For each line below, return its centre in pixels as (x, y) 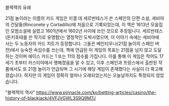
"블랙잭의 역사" (20, 92)
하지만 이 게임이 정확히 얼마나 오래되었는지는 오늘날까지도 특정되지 (89, 75)
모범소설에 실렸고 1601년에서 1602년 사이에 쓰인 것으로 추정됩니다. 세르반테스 (87, 31)
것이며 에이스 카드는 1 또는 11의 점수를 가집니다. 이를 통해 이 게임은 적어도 (86, 56)
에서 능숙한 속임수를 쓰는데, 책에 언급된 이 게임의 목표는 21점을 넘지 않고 (81, 50)
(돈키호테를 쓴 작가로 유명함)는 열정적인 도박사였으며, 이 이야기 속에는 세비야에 (82, 37)
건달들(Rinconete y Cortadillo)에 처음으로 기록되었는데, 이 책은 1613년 (80, 25)
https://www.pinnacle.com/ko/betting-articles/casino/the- (96, 92)
